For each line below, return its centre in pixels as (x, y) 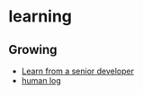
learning (40, 17)
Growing (33, 50)
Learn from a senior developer (78, 71)
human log (41, 81)
